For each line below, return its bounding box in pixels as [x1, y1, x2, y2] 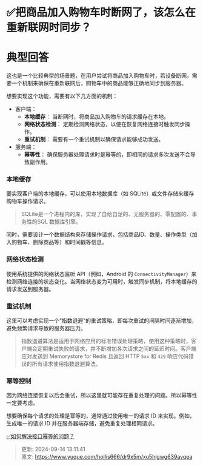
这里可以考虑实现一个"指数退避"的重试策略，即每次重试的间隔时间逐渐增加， [6, 317, 198, 325]
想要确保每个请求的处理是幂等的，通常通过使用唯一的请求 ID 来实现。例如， [6, 412, 195, 419]
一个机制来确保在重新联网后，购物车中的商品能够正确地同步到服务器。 [11, 79, 187, 87]
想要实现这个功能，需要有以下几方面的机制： [6, 92, 118, 100]
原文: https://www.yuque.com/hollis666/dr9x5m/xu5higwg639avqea [21, 453, 193, 461]
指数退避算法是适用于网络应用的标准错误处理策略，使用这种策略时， [21, 337, 191, 345]
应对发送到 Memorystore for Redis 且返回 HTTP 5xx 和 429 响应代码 [21, 353, 189, 360]
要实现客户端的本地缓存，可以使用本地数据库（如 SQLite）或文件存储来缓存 [6, 190, 195, 197]
